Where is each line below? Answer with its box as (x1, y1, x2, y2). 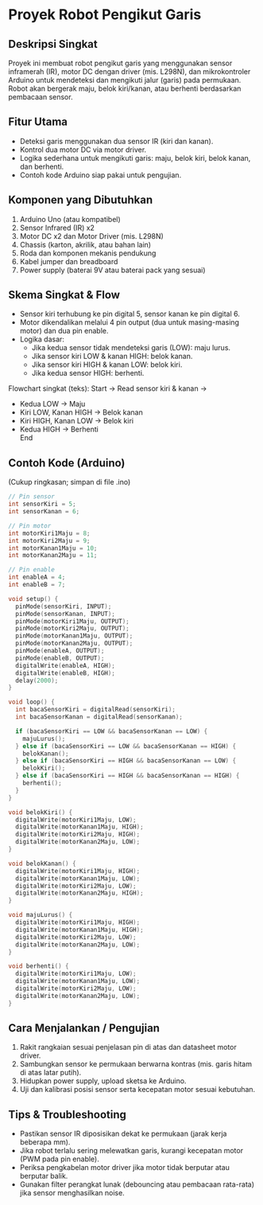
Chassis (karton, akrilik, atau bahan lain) (19, 240, 152, 249)
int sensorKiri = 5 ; (8, 500, 77, 509)
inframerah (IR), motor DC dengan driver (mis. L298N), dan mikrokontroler (8, 67, 251, 76)
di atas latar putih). (19, 1068, 82, 1078)
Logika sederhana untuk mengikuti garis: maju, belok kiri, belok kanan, (19, 153, 251, 162)
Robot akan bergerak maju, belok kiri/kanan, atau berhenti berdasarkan (8, 84, 242, 93)
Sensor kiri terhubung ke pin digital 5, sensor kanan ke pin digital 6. (19, 309, 240, 319)
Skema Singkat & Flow (8, 288, 121, 302)
